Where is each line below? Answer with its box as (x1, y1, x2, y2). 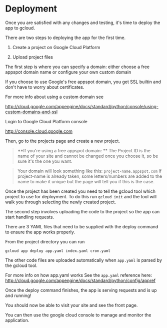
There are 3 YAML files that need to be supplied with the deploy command (5, 223, 158, 229)
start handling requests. (5, 214, 54, 220)
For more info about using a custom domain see (5, 94, 104, 100)
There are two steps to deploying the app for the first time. (5, 35, 126, 41)
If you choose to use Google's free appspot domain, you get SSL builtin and (5, 79, 161, 85)
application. (5, 317, 29, 323)
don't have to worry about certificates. (5, 84, 84, 90)
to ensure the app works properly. (5, 229, 75, 235)
